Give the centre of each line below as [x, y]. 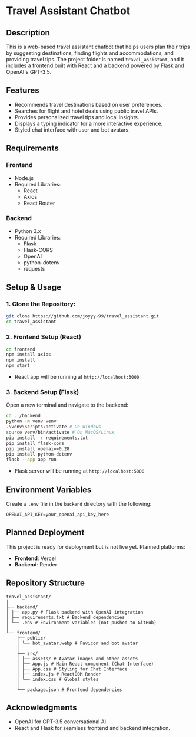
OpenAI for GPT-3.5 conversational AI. [61, 722]
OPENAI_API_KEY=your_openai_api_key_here [58, 515]
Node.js [24, 178]
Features [23, 91]
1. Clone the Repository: [41, 304]
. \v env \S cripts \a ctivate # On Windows [54, 427]
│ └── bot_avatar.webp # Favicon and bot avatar [77, 643]
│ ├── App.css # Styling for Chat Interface [72, 669]
